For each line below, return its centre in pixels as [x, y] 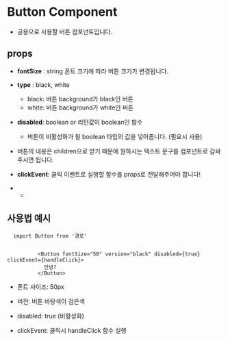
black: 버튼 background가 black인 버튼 [80, 99]
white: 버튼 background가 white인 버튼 [80, 108]
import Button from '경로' [50, 236]
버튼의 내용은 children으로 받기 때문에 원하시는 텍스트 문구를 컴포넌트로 [113, 151]
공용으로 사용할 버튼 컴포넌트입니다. [65, 31]
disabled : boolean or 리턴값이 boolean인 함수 [80, 122]
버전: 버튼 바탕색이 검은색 [51, 301]
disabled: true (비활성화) [50, 316]
